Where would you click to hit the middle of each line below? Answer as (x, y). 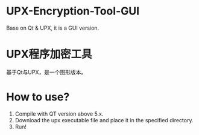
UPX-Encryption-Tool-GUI (73, 11)
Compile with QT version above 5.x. (59, 114)
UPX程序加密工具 (49, 54)
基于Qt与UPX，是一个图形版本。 (46, 72)
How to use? (38, 97)
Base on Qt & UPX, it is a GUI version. (53, 28)
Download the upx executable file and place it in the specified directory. (104, 120)
